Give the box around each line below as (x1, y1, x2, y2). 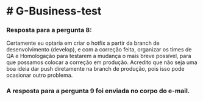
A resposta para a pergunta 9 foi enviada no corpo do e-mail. (6, 86, 190, 95)
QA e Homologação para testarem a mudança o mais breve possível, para (6, 53, 191, 60)
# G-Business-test (6, 4, 102, 18)
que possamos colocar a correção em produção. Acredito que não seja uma (6, 59, 198, 66)
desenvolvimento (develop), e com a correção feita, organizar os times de (6, 46, 192, 53)
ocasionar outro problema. (6, 71, 73, 79)
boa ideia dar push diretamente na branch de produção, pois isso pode (6, 65, 185, 73)
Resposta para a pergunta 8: (6, 26, 93, 34)
